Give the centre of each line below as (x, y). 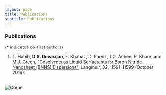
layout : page (19, 10)
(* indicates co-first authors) (34, 47)
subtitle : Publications (30, 19)
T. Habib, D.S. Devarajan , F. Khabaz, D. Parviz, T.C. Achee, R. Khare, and (87, 56)
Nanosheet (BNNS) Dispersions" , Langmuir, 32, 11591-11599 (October (83, 67)
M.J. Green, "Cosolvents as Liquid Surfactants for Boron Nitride (77, 62)
